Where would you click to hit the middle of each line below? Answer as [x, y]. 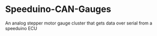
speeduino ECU [21, 28]
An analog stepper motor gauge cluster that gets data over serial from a [79, 23]
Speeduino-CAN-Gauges [58, 9]
